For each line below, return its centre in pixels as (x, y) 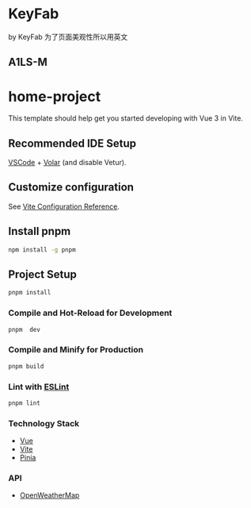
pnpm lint (25, 403)
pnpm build (26, 366)
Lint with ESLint (39, 387)
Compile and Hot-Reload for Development (90, 313)
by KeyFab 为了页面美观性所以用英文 (68, 37)
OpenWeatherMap (49, 495)
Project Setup (43, 274)
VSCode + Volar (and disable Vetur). (67, 163)
